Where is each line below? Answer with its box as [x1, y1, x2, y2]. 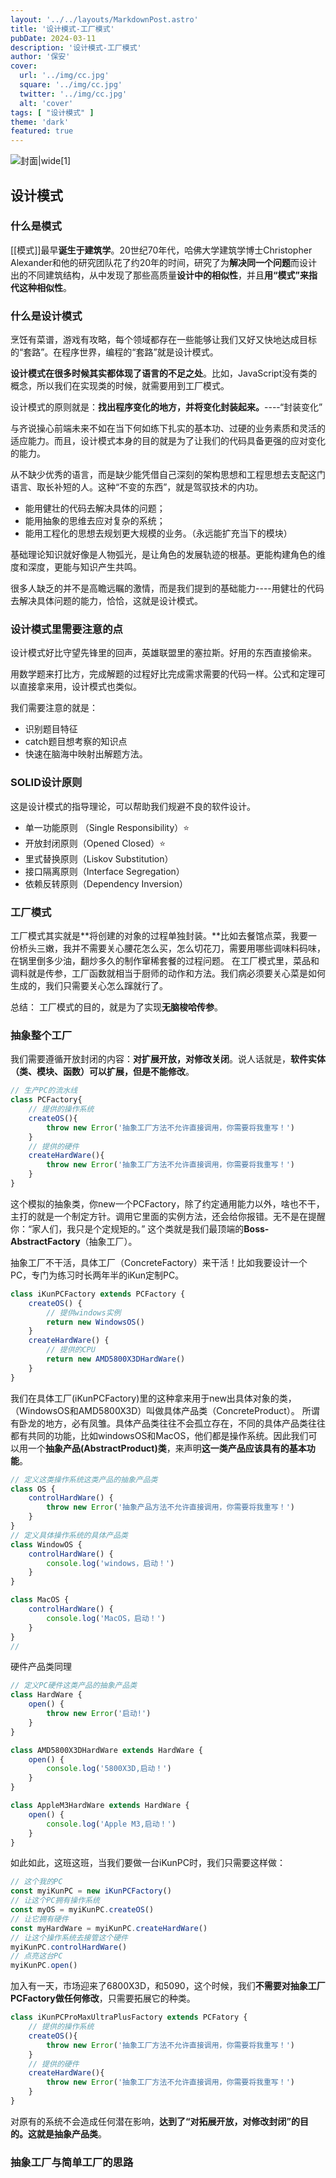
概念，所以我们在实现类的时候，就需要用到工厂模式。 [10, 380, 230, 392]
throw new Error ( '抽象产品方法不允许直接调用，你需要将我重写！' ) [46, 1502, 295, 1513]
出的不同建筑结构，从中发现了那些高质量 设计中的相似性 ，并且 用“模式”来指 [10, 269, 318, 281]
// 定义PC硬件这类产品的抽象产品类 [10, 1681, 138, 1691]
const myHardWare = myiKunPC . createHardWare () [10, 1923, 208, 1933]
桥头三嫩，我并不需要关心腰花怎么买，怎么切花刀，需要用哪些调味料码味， [18, 942, 326, 954]
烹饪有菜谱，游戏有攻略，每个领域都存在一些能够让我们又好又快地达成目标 [10, 334, 317, 346]
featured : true [10, 126, 74, 136]
